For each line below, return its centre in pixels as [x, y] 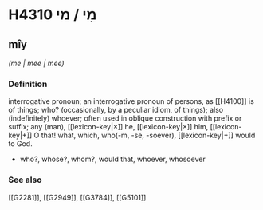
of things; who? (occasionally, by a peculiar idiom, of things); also [116, 110]
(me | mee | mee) [37, 63]
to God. [21, 144]
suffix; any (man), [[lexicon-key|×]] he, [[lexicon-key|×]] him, [108, 127]
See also [25, 180]
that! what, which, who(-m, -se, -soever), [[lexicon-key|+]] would [148, 135]
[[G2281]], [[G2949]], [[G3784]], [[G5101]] [77, 197]
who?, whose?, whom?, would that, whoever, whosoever [112, 159]
